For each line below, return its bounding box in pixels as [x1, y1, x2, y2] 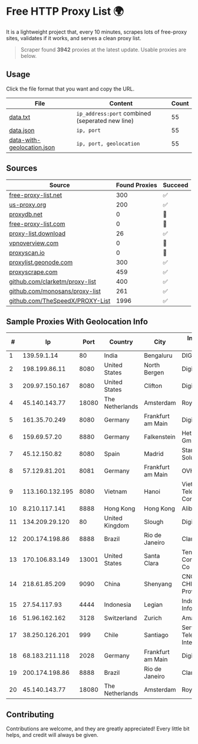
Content [109, 99, 133, 107]
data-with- [9, 135, 41, 144]
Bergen [144, 368, 164, 377]
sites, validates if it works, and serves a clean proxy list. [6, 34, 141, 41]
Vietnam [104, 487, 127, 496]
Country [109, 338, 134, 346]
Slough [144, 518, 164, 526]
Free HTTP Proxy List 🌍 [6, 5, 124, 18]
